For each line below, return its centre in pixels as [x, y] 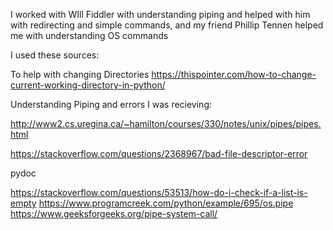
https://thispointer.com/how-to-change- [234, 74]
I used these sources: [55, 55]
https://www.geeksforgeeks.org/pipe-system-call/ [114, 213]
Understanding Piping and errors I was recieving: [111, 104]
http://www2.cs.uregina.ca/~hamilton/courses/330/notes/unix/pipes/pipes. [166, 123]
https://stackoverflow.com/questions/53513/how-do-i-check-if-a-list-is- [159, 192]
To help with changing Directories [80, 74]
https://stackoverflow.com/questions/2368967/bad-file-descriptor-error [159, 153]
